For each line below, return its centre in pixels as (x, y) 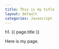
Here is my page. (22, 41)
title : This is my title (30, 9)
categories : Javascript (29, 18)
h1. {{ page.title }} (22, 32)
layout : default (21, 14)
